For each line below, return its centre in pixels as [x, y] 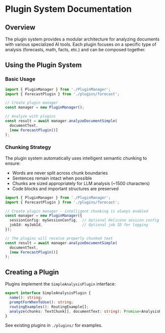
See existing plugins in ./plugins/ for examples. [54, 325]
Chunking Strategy [28, 148]
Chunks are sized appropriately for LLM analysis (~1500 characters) [81, 183]
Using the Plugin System [43, 65]
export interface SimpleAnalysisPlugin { [48, 293]
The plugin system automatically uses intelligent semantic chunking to [76, 158]
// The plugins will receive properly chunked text [59, 238]
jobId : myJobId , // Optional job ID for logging [79, 225]
